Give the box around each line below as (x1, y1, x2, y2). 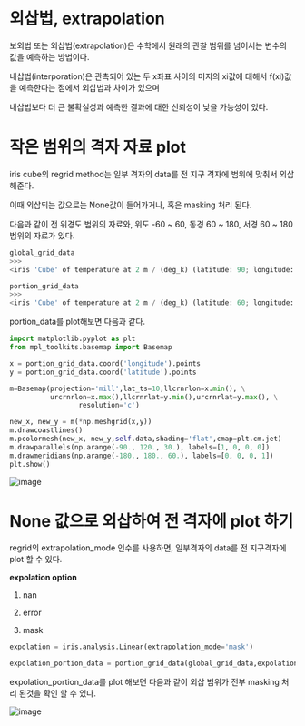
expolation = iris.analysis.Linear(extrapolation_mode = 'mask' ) (9, 642, 254, 651)
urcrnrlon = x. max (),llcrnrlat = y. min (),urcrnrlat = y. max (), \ (49, 392, 279, 401)
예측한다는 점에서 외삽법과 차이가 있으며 (18, 82, 161, 93)
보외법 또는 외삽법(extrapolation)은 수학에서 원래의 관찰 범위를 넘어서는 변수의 (9, 40, 288, 51)
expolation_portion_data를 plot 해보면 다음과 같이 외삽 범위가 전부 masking (9, 677, 280, 688)
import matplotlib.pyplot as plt (9, 334, 136, 344)
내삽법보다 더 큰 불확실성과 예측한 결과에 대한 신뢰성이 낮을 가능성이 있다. (9, 101, 269, 112)
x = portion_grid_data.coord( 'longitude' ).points (9, 358, 202, 368)
